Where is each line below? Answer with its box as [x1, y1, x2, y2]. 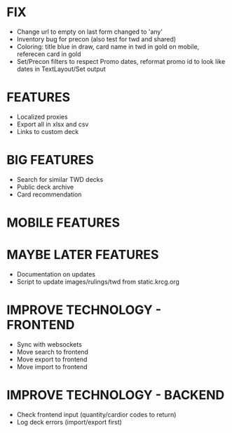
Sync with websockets [16, 340, 82, 348]
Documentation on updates [16, 269, 96, 278]
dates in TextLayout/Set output [16, 65, 106, 73]
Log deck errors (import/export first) [16, 418, 122, 426]
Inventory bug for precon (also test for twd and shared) [16, 34, 177, 43]
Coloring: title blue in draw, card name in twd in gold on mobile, [16, 42, 200, 51]
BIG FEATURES [6, 152, 94, 168]
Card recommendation [16, 190, 82, 199]
